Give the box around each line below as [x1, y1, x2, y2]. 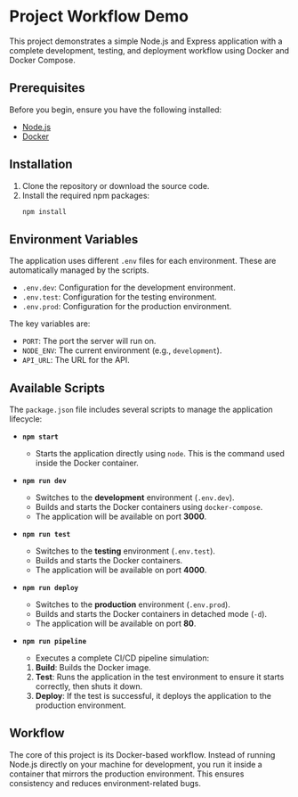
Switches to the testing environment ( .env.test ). [35, 546, 216, 556]
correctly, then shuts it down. [35, 681, 143, 692]
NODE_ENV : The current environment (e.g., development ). [21, 345, 222, 356]
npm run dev [21, 477, 67, 486]
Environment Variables [9, 232, 139, 247]
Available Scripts [9, 381, 105, 396]
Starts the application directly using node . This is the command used [35, 448, 285, 459]
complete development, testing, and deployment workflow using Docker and [9, 45, 290, 55]
